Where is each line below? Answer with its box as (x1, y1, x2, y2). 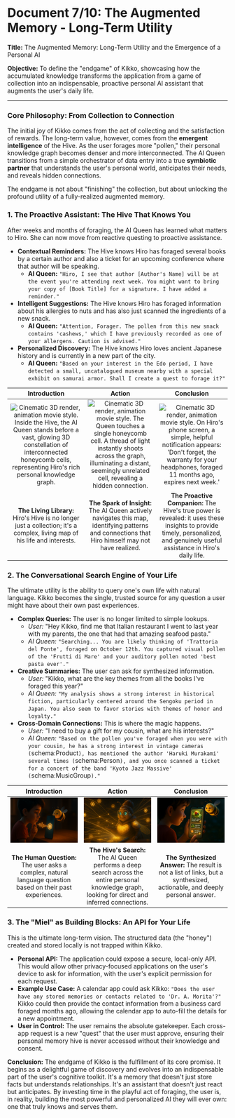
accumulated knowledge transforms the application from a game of (7, 72, 201, 80)
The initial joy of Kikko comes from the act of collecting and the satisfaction (7, 126, 225, 135)
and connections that (90, 528, 151, 537)
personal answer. (166, 891, 216, 899)
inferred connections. (86, 898, 149, 906)
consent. (17, 1044, 43, 1052)
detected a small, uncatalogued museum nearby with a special (27, 367, 213, 375)
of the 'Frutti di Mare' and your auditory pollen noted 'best (27, 653, 217, 660)
